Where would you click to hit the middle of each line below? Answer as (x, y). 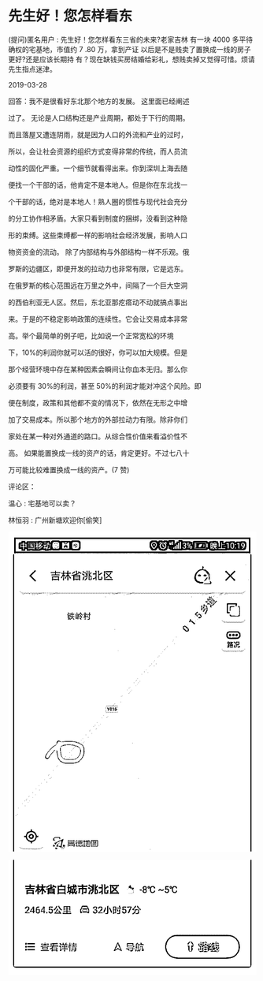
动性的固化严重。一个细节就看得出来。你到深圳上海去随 (98, 168)
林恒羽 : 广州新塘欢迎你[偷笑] (55, 520)
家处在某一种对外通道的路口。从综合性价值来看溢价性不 (98, 436)
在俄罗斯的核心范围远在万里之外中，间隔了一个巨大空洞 (98, 285)
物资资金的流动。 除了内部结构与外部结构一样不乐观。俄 (99, 252)
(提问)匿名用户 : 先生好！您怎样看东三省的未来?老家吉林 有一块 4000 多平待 (131, 39)
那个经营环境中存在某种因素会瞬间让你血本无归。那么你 (98, 369)
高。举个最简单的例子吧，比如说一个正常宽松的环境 (91, 335)
